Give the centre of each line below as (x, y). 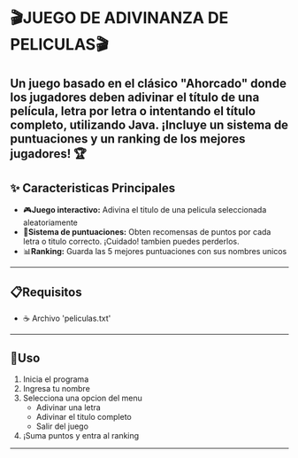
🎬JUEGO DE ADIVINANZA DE (119, 18)
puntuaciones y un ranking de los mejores (128, 139)
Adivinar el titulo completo (84, 417)
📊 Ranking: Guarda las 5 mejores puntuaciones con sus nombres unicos (155, 252)
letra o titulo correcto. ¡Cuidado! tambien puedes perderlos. (131, 242)
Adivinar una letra (68, 408)
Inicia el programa (56, 379)
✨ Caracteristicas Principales (93, 188)
